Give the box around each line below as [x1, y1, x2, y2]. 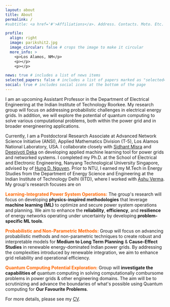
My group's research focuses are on [5, 181, 81, 187]
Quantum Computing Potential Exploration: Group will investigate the [5, 264, 153, 271]
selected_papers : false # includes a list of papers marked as [5, 78, 142, 83]
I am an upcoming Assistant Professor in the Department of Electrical [5, 96, 149, 102]
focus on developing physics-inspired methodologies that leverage [5, 196, 148, 203]
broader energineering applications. [5, 123, 80, 129]
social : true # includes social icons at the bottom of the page [5, 82, 146, 88]
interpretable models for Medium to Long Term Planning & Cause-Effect [5, 239, 158, 245]
